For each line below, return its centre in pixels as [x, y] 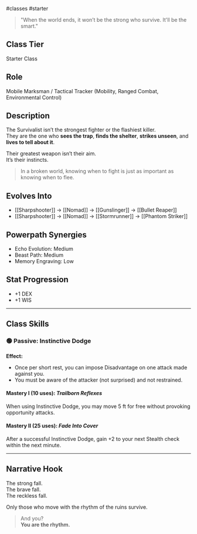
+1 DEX [23, 294]
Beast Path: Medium [39, 255]
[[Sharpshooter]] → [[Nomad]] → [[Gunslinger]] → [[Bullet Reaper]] [96, 210]
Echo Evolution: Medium [44, 249]
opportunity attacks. [30, 412]
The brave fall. [23, 489]
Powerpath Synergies [46, 235]
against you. [29, 373]
